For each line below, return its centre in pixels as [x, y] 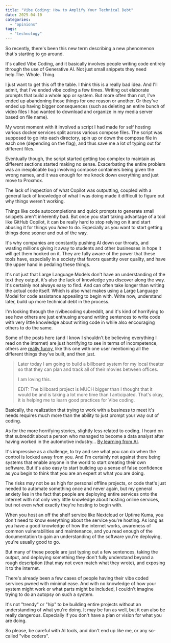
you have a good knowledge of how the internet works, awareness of [78, 526]
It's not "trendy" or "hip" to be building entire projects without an [73, 604]
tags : [11, 29]
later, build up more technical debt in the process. [57, 302]
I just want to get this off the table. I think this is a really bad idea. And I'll [81, 84]
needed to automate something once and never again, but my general [79, 489]
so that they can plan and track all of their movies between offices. [88, 369]
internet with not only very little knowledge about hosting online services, [82, 500]
